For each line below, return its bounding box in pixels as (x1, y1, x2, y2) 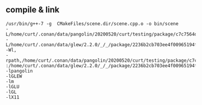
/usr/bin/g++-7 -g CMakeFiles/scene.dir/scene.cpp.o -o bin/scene (5, 20, 179, 26)
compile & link (5, 5, 60, 15)
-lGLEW (5, 73, 22, 79)
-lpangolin (5, 68, 33, 74)
